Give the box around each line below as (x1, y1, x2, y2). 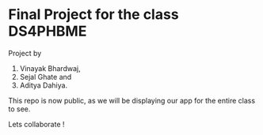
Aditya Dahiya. (19, 81, 68, 90)
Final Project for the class (8, 6, 180, 24)
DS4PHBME (8, 22, 87, 40)
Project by (8, 48, 42, 58)
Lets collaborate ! (8, 119, 65, 129)
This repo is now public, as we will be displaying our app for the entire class (8, 96, 256, 105)
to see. (8, 104, 31, 114)
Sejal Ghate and (19, 72, 72, 81)
